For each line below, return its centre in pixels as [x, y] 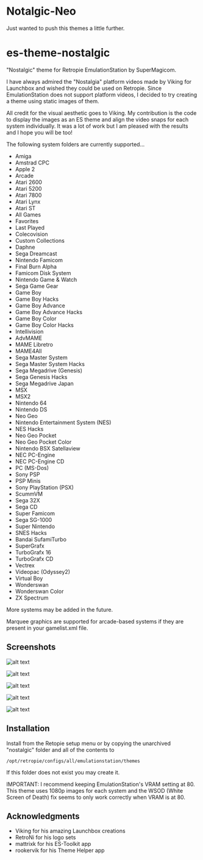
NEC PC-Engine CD [40, 461]
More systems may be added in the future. [60, 609]
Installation [28, 729]
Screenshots [31, 647]
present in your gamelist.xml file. [47, 628]
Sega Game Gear [37, 286]
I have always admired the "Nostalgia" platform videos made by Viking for [99, 81]
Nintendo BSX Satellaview [48, 448]
